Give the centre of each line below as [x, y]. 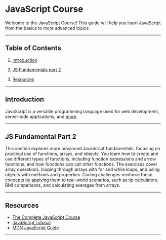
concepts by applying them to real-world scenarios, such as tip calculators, [82, 180]
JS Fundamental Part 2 [41, 137]
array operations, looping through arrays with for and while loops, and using [83, 169]
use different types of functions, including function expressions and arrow [81, 159]
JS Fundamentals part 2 [37, 70]
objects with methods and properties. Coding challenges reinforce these [79, 175]
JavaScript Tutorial [31, 223]
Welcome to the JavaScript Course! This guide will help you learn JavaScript [83, 23]
